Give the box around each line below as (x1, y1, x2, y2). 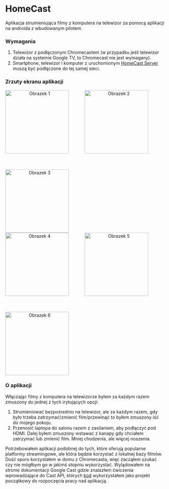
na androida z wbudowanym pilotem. (5, 25, 83, 31)
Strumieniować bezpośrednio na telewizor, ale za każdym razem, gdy (12, 408, 158, 415)
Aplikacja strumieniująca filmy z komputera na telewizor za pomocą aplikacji (5, 20, 164, 26)
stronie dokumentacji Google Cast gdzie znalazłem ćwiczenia (5, 467, 133, 473)
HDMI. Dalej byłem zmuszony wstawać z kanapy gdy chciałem (12, 430, 144, 436)
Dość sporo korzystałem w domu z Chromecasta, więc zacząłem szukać (5, 456, 157, 462)
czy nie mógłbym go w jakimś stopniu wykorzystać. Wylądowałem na (5, 462, 150, 468)
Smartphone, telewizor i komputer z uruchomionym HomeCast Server (12, 60, 158, 66)
